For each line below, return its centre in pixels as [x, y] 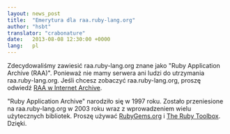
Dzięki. [17, 123]
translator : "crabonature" [46, 33]
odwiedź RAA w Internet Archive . [55, 88]
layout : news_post [34, 14]
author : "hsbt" [29, 26]
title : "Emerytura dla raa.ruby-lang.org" [71, 20]
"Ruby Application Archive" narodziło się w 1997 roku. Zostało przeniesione [115, 101]
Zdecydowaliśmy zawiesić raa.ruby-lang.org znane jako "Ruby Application [114, 66]
